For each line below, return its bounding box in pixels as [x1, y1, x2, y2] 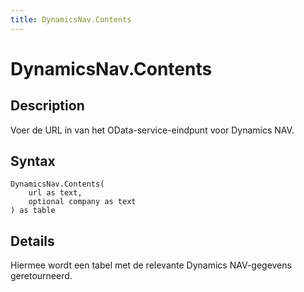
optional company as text [28, 197, 137, 207]
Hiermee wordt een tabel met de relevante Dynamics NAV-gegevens [10, 259, 292, 271]
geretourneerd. [10, 270, 73, 282]
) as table [10, 206, 56, 216]
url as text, [28, 188, 83, 198]
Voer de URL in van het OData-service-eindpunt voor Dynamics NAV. [10, 124, 295, 136]
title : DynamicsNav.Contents [10, 14, 132, 25]
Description [10, 97, 85, 115]
